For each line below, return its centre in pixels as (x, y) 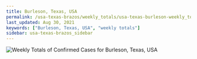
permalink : (19, 17)
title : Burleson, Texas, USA (42, 11)
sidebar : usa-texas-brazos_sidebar (50, 33)
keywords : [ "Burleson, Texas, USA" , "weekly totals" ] (73, 28)
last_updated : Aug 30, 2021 (40, 22)
